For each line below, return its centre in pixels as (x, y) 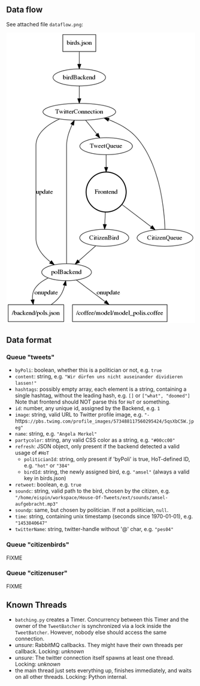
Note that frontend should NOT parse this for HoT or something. (93, 402)
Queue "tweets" (31, 357)
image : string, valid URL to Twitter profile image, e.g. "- (82, 415)
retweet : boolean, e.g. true (48, 485)
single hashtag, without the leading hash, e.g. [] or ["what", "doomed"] (102, 396)
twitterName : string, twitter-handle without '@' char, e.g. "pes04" (94, 529)
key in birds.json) (45, 478)
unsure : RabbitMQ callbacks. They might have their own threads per (99, 645)
